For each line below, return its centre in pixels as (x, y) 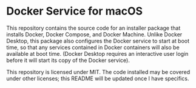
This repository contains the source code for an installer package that (93, 28)
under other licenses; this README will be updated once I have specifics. (98, 78)
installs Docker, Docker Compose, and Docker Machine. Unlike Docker (94, 34)
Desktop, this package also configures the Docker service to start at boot (98, 41)
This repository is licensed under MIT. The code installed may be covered (98, 72)
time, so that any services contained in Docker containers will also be (93, 47)
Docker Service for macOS (75, 11)
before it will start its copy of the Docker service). (68, 60)
